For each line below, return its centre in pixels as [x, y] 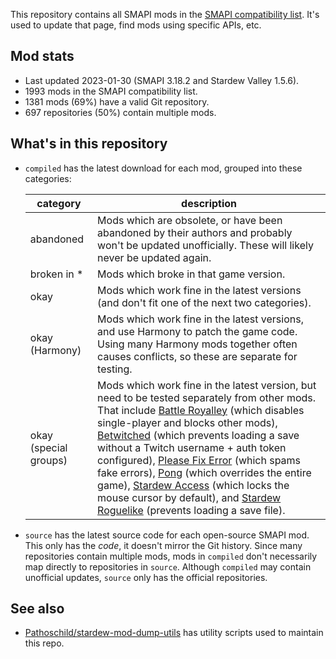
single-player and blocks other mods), [187, 422]
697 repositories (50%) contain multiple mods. [120, 112]
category [59, 203]
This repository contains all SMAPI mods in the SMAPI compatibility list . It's [165, 14]
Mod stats [42, 56]
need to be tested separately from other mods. [207, 397]
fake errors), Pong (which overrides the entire [204, 472]
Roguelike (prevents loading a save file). [191, 510]
